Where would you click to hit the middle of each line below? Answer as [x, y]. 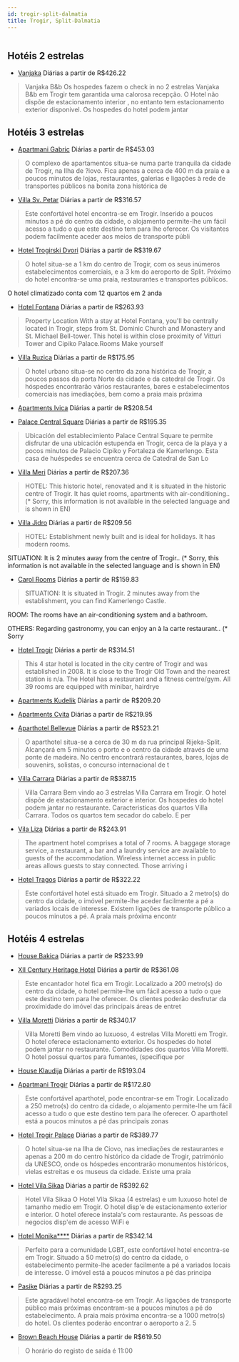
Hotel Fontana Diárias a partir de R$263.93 [81, 307]
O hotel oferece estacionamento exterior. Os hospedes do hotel [118, 1041]
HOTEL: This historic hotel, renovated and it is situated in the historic [126, 486]
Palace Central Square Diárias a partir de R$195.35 [92, 422]
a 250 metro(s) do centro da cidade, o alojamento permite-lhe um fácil [128, 1105]
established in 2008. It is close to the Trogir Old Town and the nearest [127, 672]
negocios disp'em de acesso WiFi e [77, 1222]
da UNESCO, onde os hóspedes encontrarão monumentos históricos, [127, 1164]
